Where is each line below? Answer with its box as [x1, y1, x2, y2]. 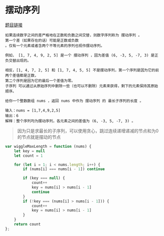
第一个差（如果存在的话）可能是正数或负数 [5, 38, 79, 43]
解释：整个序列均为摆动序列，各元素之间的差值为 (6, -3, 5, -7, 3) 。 [5, 118, 136, 123]
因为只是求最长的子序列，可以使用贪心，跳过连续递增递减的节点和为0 [17, 127, 159, 134]
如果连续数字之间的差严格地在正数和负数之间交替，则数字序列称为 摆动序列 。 [5, 33, 142, 38]
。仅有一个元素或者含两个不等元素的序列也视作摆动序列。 [5, 43, 105, 48]
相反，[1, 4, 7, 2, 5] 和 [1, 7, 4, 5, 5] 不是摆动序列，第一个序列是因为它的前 [5, 67, 159, 72]
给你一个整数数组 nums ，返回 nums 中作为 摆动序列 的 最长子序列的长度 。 [5, 98, 144, 103]
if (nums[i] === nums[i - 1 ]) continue [23, 167, 105, 172]
